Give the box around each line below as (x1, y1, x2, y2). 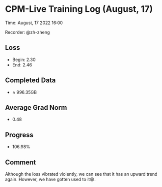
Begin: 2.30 (12, 57, 36, 62)
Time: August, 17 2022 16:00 (5, 20, 63, 26)
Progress (5, 130, 33, 139)
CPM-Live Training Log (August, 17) (5, 3, 153, 15)
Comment (5, 158, 36, 166)
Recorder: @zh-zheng (5, 29, 50, 35)
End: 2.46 (12, 62, 32, 67)
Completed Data (5, 76, 56, 85)
